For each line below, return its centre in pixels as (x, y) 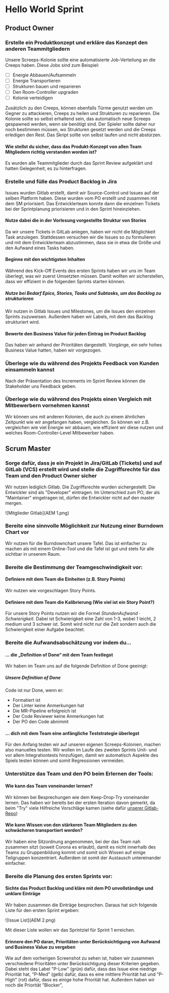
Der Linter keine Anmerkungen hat (48, 706)
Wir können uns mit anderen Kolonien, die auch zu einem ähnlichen (75, 416)
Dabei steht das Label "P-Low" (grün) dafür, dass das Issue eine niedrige (81, 969)
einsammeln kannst (30, 370)
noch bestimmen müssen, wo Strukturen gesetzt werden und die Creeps (81, 130)
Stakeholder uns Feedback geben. (41, 386)
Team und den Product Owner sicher (51, 476)
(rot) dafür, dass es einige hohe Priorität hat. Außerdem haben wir (87, 980)
